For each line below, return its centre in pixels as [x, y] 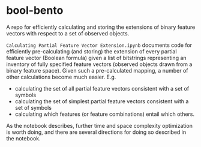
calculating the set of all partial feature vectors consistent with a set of [102, 88]
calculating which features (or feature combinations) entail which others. [105, 114]
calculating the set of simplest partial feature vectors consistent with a [102, 101]
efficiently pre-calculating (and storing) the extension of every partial [91, 51]
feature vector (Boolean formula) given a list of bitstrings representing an [97, 58]
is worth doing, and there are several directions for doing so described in [96, 132]
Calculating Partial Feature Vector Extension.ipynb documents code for [99, 45]
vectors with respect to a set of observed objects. [68, 33]
